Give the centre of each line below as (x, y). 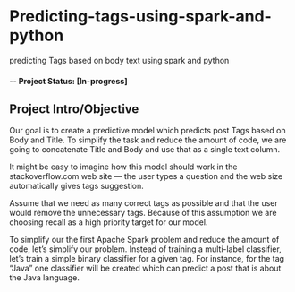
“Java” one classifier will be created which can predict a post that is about (145, 268)
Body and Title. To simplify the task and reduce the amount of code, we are (148, 140)
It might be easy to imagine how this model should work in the (123, 167)
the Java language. (45, 278)
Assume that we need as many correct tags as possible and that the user (144, 203)
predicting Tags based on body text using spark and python (119, 60)
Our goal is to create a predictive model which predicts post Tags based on (147, 131)
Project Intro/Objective (74, 109)
